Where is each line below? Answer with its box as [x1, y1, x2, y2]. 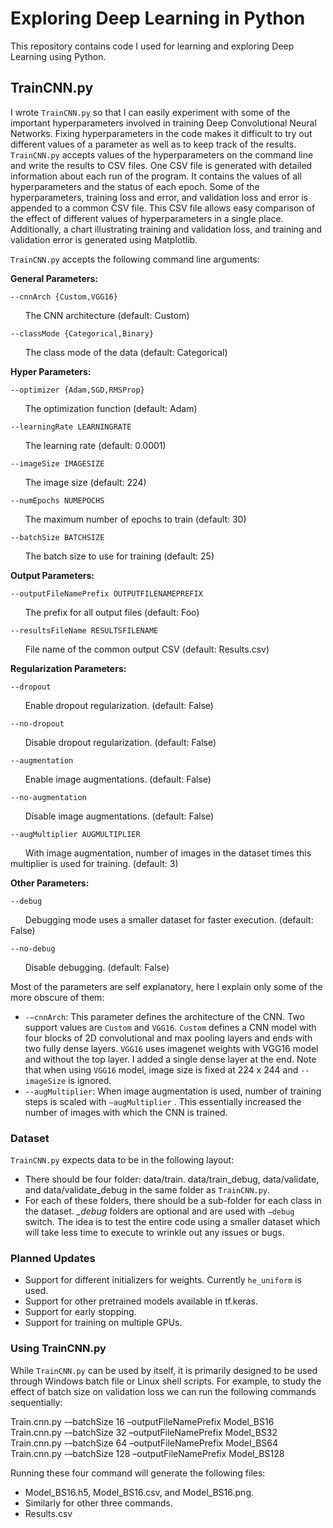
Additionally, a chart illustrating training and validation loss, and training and [10, 223, 323, 235]
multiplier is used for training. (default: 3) [10, 857, 179, 869]
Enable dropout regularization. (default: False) [24, 699, 214, 711]
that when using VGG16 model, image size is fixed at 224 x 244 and [24, 1063, 299, 1076]
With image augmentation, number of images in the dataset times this [24, 847, 312, 859]
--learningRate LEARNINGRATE [10, 422, 132, 432]
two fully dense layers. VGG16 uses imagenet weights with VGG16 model [24, 1042, 319, 1054]
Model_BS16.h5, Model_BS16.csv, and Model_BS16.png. [24, 1486, 254, 1498]
